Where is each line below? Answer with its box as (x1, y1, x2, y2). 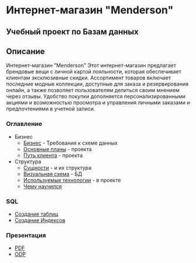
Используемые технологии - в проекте (23, 176, 121, 184)
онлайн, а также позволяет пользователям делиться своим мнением (6, 87, 180, 94)
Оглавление (6, 120, 43, 128)
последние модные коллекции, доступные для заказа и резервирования (6, 80, 189, 87)
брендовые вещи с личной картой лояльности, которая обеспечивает (6, 68, 181, 75)
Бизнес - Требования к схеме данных (23, 139, 118, 146)
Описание (6, 46, 45, 56)
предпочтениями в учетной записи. (6, 106, 95, 113)
